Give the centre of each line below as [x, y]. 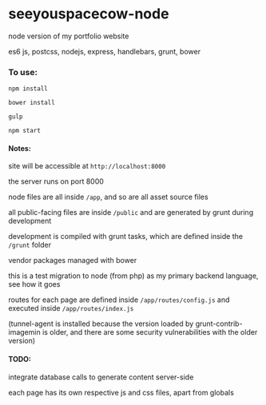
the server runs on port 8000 [56, 181]
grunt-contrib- [219, 324]
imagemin [25, 332]
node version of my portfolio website [69, 36]
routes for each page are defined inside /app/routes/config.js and [119, 300]
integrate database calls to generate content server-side [101, 377]
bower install [32, 103]
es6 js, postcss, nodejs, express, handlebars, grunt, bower [105, 51]
